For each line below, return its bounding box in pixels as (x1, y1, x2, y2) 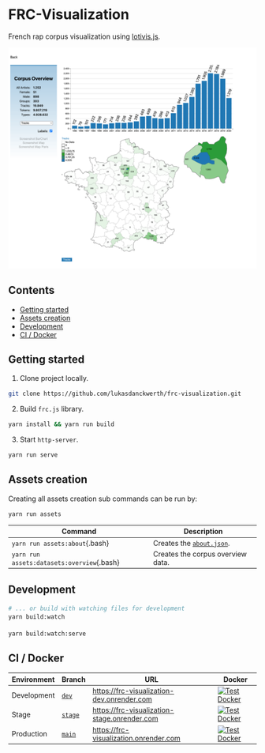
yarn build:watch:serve (8, 630, 87, 638)
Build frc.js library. (19, 405, 84, 414)
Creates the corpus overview (152, 549, 247, 559)
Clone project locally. (19, 374, 89, 383)
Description (183, 527, 223, 537)
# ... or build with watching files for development (8, 604, 185, 613)
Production (11, 729, 47, 739)
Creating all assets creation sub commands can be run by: (8, 494, 198, 503)
